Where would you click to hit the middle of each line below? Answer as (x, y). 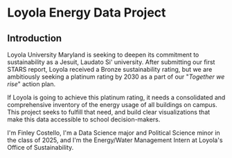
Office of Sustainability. (41, 147)
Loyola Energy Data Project (87, 13)
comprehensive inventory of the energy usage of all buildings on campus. (112, 105)
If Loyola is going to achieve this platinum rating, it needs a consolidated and (116, 97)
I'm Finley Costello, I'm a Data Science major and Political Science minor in (114, 133)
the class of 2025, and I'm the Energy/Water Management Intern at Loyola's (115, 140)
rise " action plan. (32, 84)
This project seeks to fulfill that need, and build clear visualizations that (109, 112)
